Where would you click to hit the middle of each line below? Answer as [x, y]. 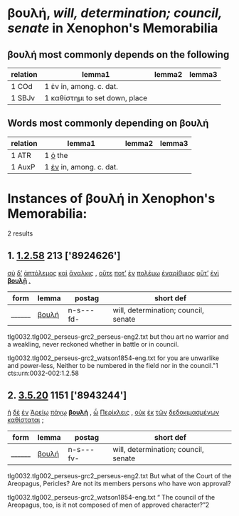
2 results [20, 233]
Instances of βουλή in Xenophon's [111, 199]
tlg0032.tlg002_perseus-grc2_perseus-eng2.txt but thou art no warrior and [118, 337]
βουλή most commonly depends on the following [118, 54]
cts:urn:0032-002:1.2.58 [43, 373]
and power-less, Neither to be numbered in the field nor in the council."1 [113, 365]
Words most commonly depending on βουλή [108, 123]
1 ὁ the [56, 155]
